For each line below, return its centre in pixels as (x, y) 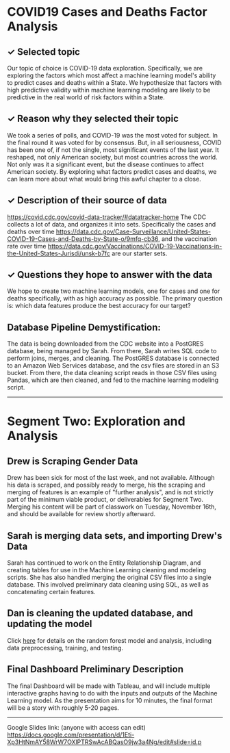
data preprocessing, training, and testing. (65, 648)
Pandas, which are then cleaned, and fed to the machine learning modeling (113, 380)
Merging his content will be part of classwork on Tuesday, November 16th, (112, 507)
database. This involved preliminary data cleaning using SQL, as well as (108, 585)
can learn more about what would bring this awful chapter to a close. (104, 179)
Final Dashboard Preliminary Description (95, 669)
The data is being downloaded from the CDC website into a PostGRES (105, 344)
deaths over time (31, 231)
